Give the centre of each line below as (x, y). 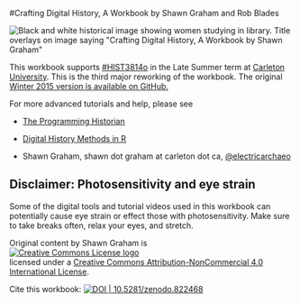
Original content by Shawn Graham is (78, 243)
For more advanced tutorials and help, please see (101, 104)
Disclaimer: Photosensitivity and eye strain (132, 184)
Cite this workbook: (45, 289)
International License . (50, 271)
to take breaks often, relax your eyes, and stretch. (101, 225)
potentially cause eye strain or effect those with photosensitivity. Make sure (150, 216)
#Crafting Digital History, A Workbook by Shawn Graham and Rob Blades (144, 13)
